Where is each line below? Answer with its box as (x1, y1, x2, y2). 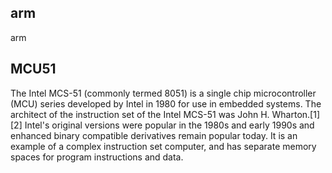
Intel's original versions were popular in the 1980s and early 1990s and (24, 119, 315, 131)
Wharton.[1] (271, 108, 321, 120)
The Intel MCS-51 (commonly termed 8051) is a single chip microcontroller (10, 87, 317, 99)
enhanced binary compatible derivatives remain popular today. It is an (10, 129, 298, 141)
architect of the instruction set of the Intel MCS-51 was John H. (10, 108, 270, 120)
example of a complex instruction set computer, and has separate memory (10, 140, 317, 152)
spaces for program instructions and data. (10, 151, 184, 163)
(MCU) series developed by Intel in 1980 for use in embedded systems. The (10, 97, 322, 110)
